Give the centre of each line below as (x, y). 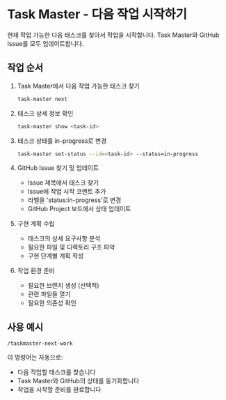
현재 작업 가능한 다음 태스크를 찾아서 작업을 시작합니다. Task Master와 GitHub (113, 35)
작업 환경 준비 (36, 271)
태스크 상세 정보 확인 (45, 113)
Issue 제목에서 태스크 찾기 (63, 183)
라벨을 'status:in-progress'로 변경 (74, 200)
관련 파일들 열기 (49, 294)
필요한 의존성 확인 (52, 303)
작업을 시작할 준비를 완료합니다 (59, 390)
